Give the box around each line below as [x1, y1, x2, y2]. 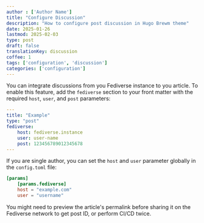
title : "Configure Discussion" [6, 15, 86, 21]
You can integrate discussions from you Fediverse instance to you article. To [6, 82, 199, 89]
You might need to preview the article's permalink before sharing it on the [6, 203, 191, 210]
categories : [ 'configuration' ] [6, 65, 86, 72]
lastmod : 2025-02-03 [6, 32, 59, 38]
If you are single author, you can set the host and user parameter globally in [6, 157, 196, 165]
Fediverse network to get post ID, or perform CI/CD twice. [6, 210, 152, 217]
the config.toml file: [6, 163, 57, 171]
